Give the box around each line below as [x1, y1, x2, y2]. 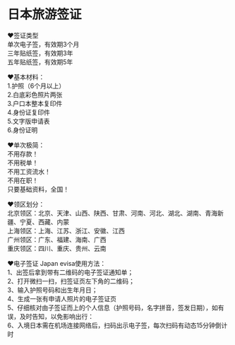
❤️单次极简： [7, 141, 45, 149]
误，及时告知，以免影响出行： [7, 312, 94, 320]
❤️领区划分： [7, 199, 45, 209]
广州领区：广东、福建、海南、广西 [7, 235, 107, 244]
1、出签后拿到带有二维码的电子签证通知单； [7, 268, 134, 276]
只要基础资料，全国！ [7, 185, 69, 193]
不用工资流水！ [7, 167, 51, 175]
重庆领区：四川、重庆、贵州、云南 [7, 244, 107, 252]
